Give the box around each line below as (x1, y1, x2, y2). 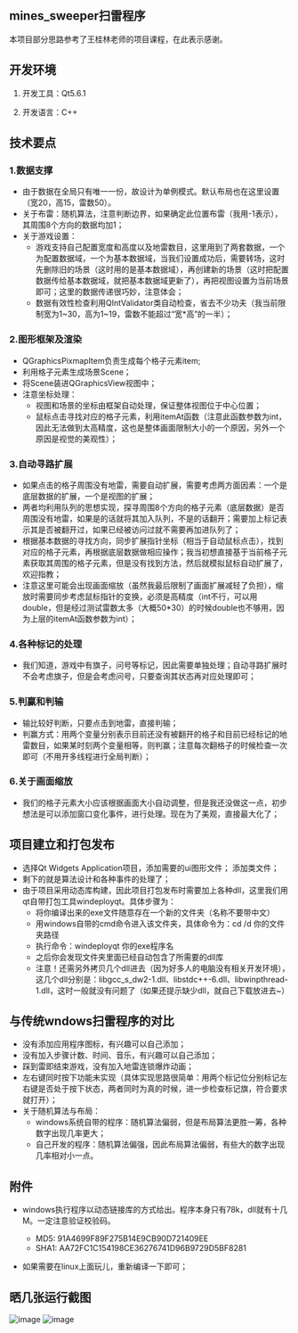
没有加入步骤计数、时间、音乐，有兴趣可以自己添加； (21, 1050, 218, 1061)
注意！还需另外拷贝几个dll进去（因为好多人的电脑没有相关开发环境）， (35, 962, 290, 974)
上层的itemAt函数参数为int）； (29, 613, 138, 624)
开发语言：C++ (21, 106, 78, 118)
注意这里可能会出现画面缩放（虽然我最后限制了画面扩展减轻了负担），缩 (21, 580, 284, 590)
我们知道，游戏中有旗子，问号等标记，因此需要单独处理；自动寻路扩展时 (21, 660, 287, 671)
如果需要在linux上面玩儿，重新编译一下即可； (21, 1261, 189, 1272)
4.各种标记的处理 (9, 638, 83, 650)
